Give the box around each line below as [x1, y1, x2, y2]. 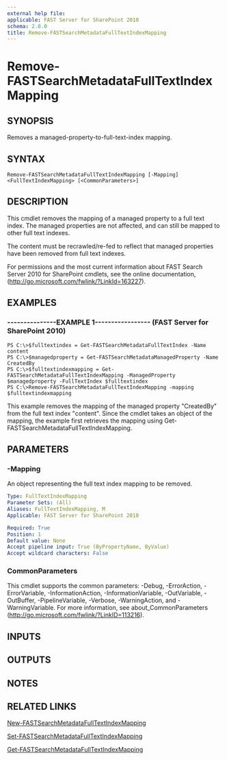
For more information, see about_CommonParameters [57, 604, 209, 612]
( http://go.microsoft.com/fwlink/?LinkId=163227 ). [7, 277, 146, 285]
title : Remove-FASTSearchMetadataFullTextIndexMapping [7, 29, 167, 36]
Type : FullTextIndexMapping [7, 493, 88, 500]
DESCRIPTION [7, 196, 68, 208]
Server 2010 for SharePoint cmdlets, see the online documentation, [7, 270, 196, 278]
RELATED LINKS [7, 700, 77, 712]
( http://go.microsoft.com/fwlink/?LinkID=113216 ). [7, 611, 145, 619]
